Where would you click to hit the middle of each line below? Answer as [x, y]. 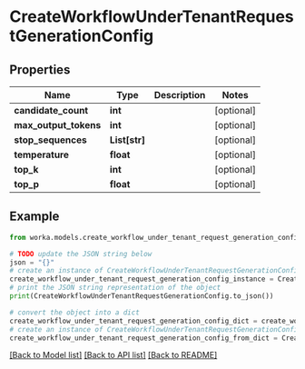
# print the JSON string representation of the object [115, 288]
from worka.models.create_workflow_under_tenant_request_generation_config [156, 237]
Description [180, 95]
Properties [40, 70]
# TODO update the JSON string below [81, 254]
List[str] [127, 140]
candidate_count [51, 110]
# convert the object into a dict [75, 312]
